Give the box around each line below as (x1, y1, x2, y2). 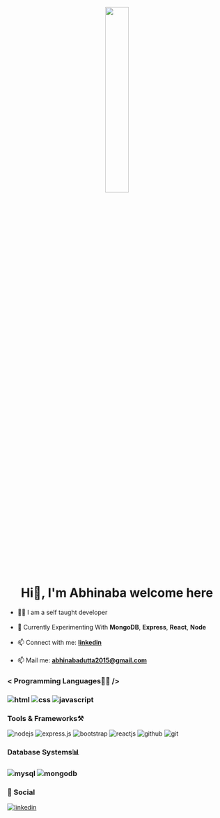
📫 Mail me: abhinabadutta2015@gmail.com (17, 656, 148, 664)
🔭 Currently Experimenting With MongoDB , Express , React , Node (17, 623, 207, 631)
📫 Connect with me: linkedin (17, 638, 102, 646)
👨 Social (7, 787, 36, 797)
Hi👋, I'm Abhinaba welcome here (20, 585, 214, 601)
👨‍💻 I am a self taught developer (17, 608, 108, 616)
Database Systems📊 (7, 748, 80, 757)
